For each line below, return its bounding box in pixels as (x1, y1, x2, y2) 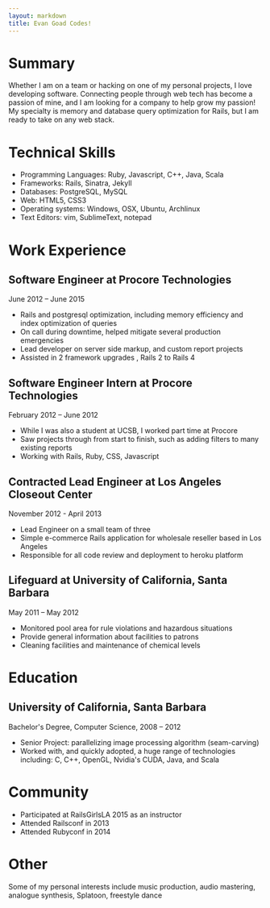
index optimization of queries (19, 319, 118, 328)
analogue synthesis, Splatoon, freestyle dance (8, 890, 163, 900)
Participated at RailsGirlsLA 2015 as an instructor (19, 810, 182, 819)
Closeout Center (8, 487, 93, 501)
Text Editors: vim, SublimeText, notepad (19, 213, 152, 223)
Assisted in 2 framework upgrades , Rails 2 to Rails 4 (19, 352, 196, 363)
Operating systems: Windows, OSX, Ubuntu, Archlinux (19, 204, 201, 214)
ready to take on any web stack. (8, 115, 115, 125)
